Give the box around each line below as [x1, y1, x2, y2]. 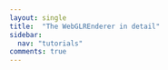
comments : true [9, 47, 67, 56]
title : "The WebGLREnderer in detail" [9, 22, 161, 31]
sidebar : [9, 30, 43, 39]
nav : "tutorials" [17, 38, 84, 48]
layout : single [9, 13, 67, 23]
